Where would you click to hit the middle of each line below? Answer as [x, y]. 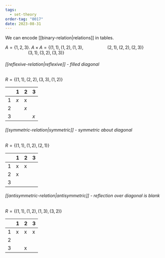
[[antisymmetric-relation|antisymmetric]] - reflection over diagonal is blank [82, 196]
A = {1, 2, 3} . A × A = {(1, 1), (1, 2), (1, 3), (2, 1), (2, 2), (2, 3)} [75, 47]
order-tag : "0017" [24, 19]
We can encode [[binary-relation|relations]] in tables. [60, 38]
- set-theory [23, 14]
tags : [11, 10]
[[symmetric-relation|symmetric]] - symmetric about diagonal [69, 130]
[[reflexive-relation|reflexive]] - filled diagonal [52, 64]
